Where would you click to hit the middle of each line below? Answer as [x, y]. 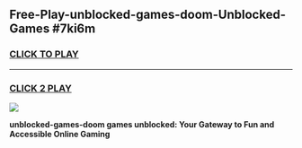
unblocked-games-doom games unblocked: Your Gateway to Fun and [142, 124]
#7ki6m [74, 29]
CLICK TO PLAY [44, 55]
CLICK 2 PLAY [40, 88]
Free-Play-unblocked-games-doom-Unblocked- [147, 15]
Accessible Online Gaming [60, 134]
